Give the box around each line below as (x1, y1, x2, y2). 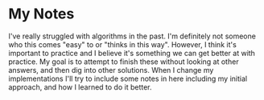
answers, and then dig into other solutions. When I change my (8, 65, 214, 74)
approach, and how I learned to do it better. (8, 82, 152, 92)
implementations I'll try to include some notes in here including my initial (8, 74, 248, 83)
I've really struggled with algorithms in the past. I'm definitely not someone (8, 31, 256, 41)
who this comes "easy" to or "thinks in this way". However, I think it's (8, 39, 237, 49)
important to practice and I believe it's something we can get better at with (8, 48, 256, 58)
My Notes (8, 5, 75, 23)
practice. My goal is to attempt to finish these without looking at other (8, 57, 239, 66)
